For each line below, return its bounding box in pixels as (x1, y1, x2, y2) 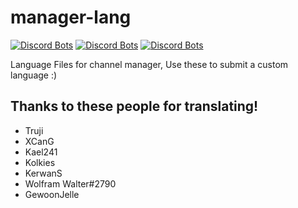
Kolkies (24, 156, 56, 168)
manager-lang (10, 6, 132, 29)
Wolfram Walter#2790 (24, 177, 117, 190)
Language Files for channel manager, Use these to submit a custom (10, 58, 289, 70)
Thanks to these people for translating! (10, 98, 259, 115)
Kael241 (24, 146, 58, 158)
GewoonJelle (24, 188, 80, 200)
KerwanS (24, 167, 63, 179)
